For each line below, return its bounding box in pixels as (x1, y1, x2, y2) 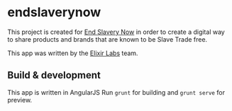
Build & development (7, 69, 101, 81)
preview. (7, 95, 33, 104)
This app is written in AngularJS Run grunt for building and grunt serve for (7, 88, 226, 96)
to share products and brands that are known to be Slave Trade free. (7, 35, 208, 43)
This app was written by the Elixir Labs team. (7, 49, 138, 57)
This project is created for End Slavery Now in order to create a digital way (7, 28, 225, 36)
